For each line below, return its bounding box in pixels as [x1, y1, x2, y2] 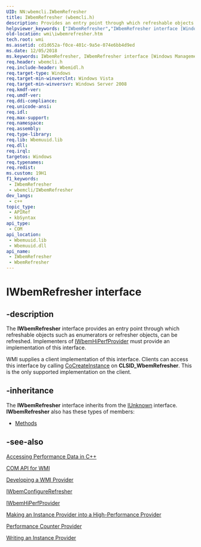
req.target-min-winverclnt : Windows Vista [6, 75, 114, 81]
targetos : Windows [6, 153, 52, 159]
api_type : [6, 220, 31, 226]
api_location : [6, 231, 42, 237]
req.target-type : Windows [6, 70, 71, 76]
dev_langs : [6, 192, 33, 198]
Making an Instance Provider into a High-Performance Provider [6, 510, 162, 518]
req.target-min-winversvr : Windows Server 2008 [6, 81, 127, 87]
